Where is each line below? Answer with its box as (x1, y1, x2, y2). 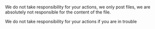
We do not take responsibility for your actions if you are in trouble (5, 19, 137, 24)
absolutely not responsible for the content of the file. (5, 9, 111, 15)
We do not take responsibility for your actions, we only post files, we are (5, 4, 151, 10)
